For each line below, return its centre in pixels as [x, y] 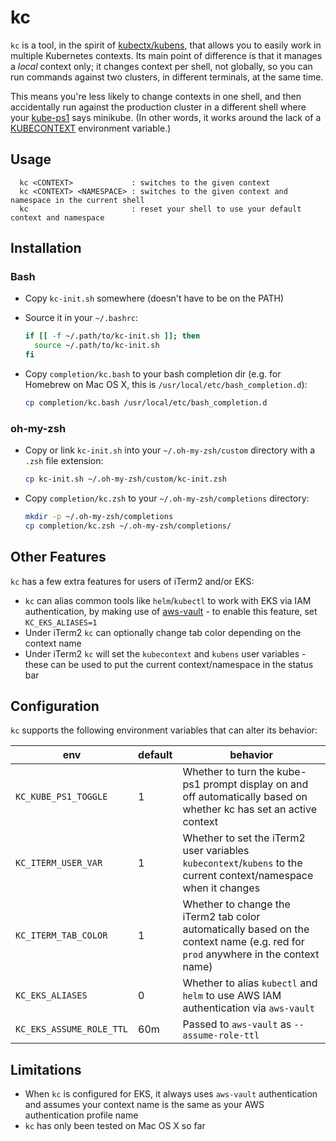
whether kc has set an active [249, 809]
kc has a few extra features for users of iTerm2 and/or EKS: [132, 581]
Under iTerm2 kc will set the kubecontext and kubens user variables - [165, 653]
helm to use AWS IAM [232, 996]
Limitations [46, 1069]
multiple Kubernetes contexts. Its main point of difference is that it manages [166, 55]
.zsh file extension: [64, 461]
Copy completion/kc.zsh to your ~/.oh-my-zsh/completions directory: [167, 498]
